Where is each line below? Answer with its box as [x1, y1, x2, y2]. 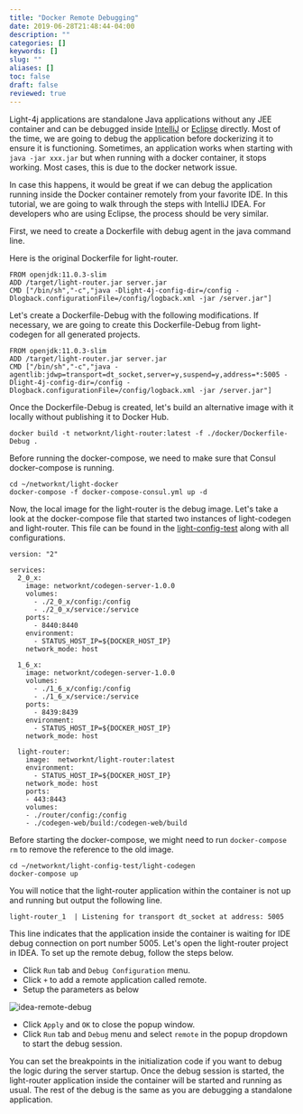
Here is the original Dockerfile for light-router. [9, 252, 179, 263]
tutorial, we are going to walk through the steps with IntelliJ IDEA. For [9, 198, 266, 209]
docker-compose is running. [9, 462, 115, 473]
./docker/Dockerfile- [207, 428, 289, 438]
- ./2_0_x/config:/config [32, 597, 131, 606]
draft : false [9, 80, 59, 89]
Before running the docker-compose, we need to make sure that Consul [9, 453, 277, 463]
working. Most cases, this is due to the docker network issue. [9, 162, 238, 173]
